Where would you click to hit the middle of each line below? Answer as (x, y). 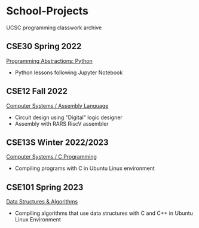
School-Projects (47, 11)
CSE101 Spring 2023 (45, 187)
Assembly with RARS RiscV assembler (62, 123)
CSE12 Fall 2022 (37, 91)
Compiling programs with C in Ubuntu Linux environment (85, 168)
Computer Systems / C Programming (51, 157)
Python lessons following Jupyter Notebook (69, 72)
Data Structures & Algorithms (42, 202)
